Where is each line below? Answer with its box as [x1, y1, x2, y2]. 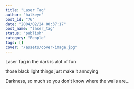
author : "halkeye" [5, 12, 44, 17]
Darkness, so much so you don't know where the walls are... [5, 78, 130, 84]
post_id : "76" [5, 17, 35, 22]
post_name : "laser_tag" [5, 26, 55, 31]
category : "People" [5, 36, 46, 41]
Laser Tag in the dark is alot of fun [5, 58, 76, 64]
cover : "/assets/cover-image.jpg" [5, 45, 78, 50]
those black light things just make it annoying [5, 68, 99, 74]
